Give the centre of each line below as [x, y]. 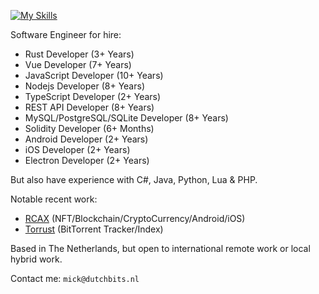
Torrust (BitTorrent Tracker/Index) [94, 229]
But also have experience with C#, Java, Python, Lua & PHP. [134, 179]
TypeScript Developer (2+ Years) [93, 96]
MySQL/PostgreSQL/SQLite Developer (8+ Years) [126, 118]
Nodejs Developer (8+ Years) [84, 86]
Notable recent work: [54, 199]
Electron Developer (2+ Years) [87, 160]
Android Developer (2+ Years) [86, 139]
